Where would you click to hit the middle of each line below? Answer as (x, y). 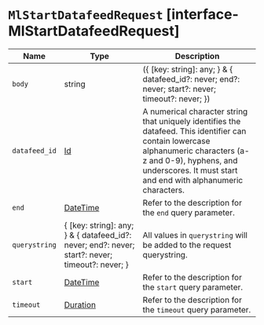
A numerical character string (195, 111)
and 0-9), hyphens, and (193, 160)
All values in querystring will (195, 235)
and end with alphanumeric (193, 180)
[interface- (203, 15)
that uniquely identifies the (192, 121)
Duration (80, 305)
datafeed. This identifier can (194, 131)
